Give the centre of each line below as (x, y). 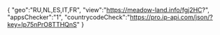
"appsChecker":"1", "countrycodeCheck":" (69, 17)
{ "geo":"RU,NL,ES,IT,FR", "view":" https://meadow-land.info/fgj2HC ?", (109, 10)
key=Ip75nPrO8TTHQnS (42, 24)
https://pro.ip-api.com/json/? (171, 17)
